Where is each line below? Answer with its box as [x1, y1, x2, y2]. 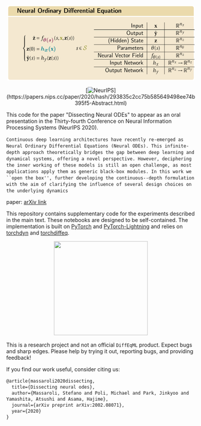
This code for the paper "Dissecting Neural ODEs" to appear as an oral [6, 111, 181, 118]
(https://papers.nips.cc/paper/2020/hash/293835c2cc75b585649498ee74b [6, 93, 196, 100]
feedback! [6, 354, 31, 361]
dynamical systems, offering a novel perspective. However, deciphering [6, 156, 192, 162]
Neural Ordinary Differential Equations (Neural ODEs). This [6, 143, 163, 149]
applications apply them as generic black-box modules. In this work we [6, 168, 192, 174]
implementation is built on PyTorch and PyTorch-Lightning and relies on [6, 223, 183, 230]
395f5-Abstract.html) [74, 99, 127, 106]
